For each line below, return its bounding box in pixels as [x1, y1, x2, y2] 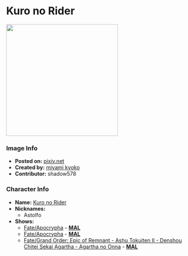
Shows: [14, 217, 35, 224]
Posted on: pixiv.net [14, 158, 64, 165]
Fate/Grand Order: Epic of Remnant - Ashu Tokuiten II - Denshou [23, 236, 183, 243]
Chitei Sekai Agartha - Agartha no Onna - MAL [23, 243, 138, 250]
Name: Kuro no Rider [14, 198, 67, 206]
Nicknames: [14, 205, 46, 212]
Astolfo [23, 211, 42, 218]
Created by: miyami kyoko [14, 164, 80, 171]
